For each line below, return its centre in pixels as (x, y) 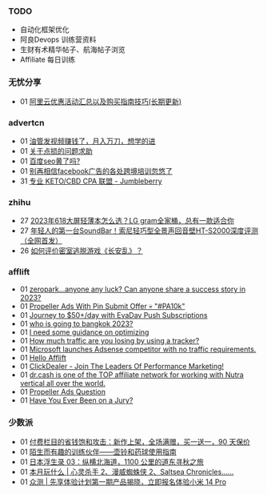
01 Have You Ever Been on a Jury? (76, 400)
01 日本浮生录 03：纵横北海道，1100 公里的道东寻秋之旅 (112, 461)
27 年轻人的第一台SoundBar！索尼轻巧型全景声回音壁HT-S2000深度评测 (139, 231)
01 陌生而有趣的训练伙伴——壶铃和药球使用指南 (98, 452)
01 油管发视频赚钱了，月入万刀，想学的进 (88, 141)
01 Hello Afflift (43, 358)
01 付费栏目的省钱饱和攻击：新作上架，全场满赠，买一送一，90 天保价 (135, 441)
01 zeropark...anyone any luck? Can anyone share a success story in (133, 289)
